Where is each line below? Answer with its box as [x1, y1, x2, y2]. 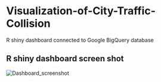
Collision [6, 17, 51, 30]
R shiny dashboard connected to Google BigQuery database [6, 36, 154, 43]
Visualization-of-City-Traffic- [6, 4, 156, 18]
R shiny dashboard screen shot [6, 53, 124, 64]
